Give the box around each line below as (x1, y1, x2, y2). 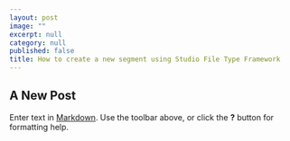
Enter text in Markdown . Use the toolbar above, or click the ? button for (9, 111, 274, 122)
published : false (9, 47, 75, 56)
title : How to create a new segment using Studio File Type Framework (9, 55, 281, 64)
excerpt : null (9, 30, 63, 39)
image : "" (9, 22, 47, 31)
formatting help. (9, 121, 70, 132)
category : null (9, 38, 67, 48)
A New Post (9, 88, 77, 103)
